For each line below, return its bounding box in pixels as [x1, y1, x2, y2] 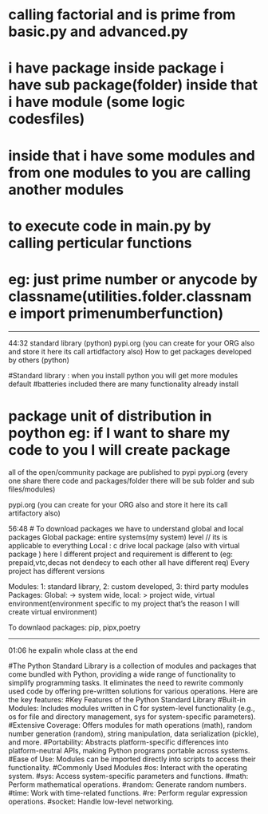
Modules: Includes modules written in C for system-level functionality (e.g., [8, 703, 255, 713]
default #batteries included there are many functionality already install [8, 379, 239, 389]
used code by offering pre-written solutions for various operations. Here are [8, 686, 258, 696]
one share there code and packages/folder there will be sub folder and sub [8, 476, 255, 485]
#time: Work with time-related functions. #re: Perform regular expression [8, 788, 248, 797]
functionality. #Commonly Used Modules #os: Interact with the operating [8, 762, 247, 772]
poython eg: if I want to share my [8, 424, 231, 442]
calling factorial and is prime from [8, 6, 236, 24]
